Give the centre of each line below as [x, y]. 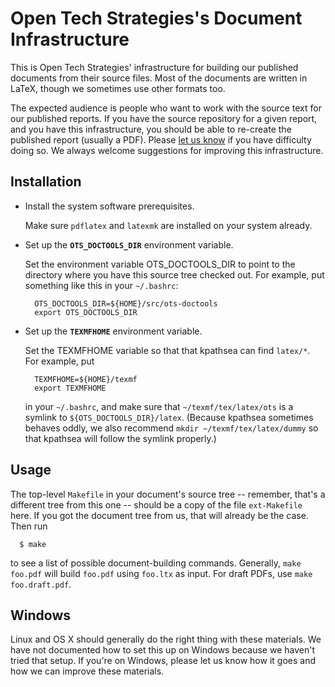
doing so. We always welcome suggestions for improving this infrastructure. [167, 150]
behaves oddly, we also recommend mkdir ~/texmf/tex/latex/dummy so [171, 428]
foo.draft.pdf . [41, 584]
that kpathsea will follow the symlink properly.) [120, 438]
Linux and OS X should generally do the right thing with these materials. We [166, 639]
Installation [46, 182]
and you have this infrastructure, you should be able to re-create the [151, 129]
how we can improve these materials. [87, 671]
